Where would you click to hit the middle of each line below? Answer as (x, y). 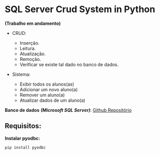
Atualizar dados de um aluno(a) (53, 100)
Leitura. (28, 48)
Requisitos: (23, 126)
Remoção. (30, 59)
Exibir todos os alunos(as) (47, 84)
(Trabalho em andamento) (33, 23)
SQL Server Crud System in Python (80, 9)
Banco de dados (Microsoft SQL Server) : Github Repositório (68, 110)
